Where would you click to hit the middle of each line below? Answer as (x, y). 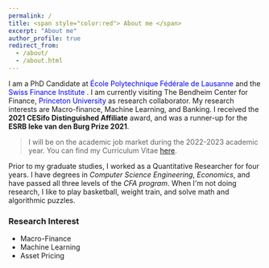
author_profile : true (45, 38)
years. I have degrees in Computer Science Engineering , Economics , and (129, 175)
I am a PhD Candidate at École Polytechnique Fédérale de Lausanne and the (134, 83)
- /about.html (39, 61)
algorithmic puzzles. (42, 200)
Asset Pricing (42, 256)
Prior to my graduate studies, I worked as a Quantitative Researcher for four (134, 166)
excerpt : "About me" (43, 31)
